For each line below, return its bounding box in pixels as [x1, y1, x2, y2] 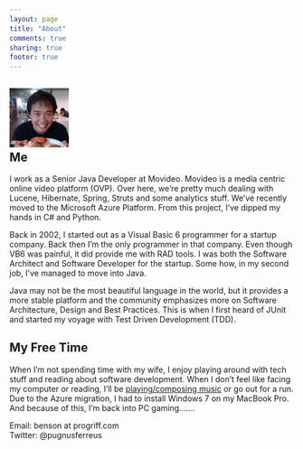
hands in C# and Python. [9, 211, 102, 222]
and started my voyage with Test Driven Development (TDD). [9, 313, 237, 324]
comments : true [9, 33, 67, 42]
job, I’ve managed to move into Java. [9, 267, 147, 278]
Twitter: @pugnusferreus [9, 429, 102, 440]
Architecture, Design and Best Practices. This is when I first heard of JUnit [9, 304, 287, 315]
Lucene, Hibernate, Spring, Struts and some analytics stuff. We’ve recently [9, 192, 288, 203]
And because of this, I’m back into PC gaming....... [9, 402, 196, 413]
